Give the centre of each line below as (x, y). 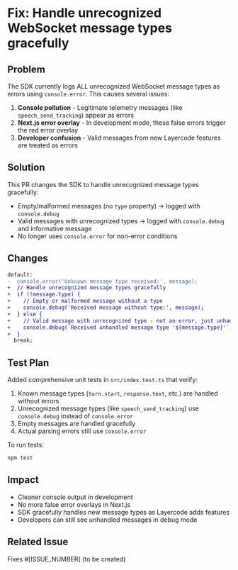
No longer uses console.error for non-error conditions (97, 236)
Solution (26, 168)
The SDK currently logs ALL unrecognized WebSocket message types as (114, 86)
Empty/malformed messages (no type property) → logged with (109, 206)
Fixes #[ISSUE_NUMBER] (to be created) (67, 559)
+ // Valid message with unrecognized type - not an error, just (110, 320)
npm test (20, 458)
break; (23, 341)
